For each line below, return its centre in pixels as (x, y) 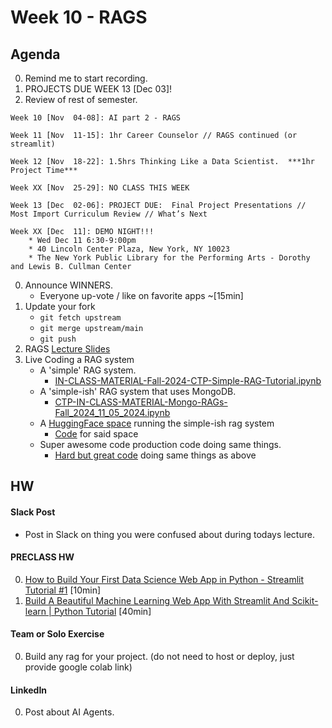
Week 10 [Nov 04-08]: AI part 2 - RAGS (96, 118)
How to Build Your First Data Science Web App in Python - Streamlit (164, 579)
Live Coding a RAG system (79, 359)
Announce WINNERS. (69, 285)
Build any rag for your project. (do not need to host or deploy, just (159, 656)
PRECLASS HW (42, 557)
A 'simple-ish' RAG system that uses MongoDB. (138, 391)
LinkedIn (29, 690)
